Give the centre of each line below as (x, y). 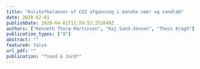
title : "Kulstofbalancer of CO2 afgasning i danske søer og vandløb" (95, 12)
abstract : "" (23, 40)
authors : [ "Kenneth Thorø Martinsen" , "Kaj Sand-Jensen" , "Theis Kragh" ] (101, 28)
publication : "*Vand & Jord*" (44, 56)
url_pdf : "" (21, 51)
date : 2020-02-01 (28, 17)
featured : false (26, 46)
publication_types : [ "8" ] (38, 34)
